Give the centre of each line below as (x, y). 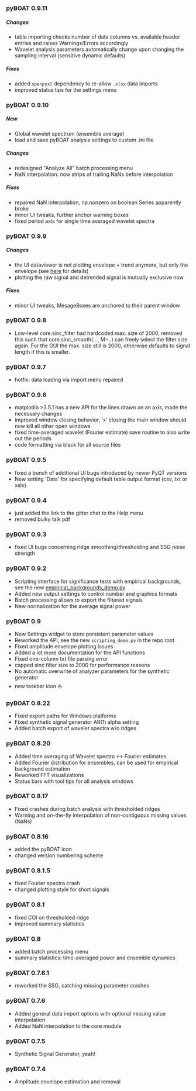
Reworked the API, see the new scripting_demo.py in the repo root (94, 640)
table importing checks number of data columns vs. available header (97, 37)
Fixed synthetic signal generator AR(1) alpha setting (77, 722)
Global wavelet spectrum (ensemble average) (69, 133)
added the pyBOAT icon (43, 850)
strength (25, 553)
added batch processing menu (51, 952)
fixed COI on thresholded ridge (52, 917)
